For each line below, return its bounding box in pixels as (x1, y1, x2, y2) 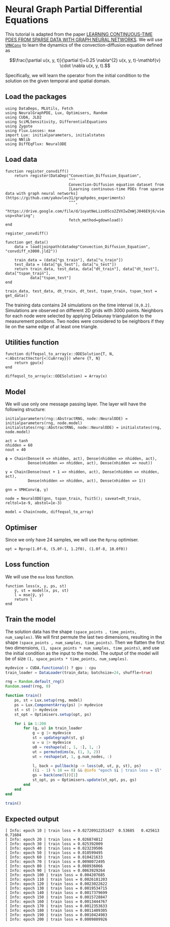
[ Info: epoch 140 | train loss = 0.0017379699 (5, 890, 108, 896)
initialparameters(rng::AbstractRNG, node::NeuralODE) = (5, 416, 128, 422)
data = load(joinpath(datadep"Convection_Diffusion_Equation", (14, 244, 151, 249)
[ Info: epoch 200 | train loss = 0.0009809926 (5, 917, 108, 922)
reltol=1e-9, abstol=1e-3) (5, 501, 62, 506)
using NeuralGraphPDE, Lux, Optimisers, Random (5, 110, 108, 115)
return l (14, 597, 33, 602)
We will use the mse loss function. (5, 573, 74, 579)
